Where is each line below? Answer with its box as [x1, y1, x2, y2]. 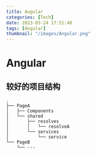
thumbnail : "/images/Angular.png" [6, 31, 91, 37]
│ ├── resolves [6, 118, 59, 125]
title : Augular [6, 8, 44, 15]
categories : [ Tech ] [6, 14, 54, 20]
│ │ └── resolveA [6, 124, 69, 130]
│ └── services [6, 129, 59, 135]
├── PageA [6, 103, 31, 109]
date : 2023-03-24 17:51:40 [6, 20, 72, 26]
